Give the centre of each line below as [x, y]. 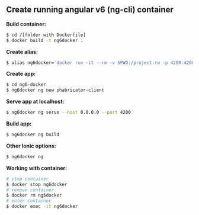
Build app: [19, 124]
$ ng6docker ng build [33, 135]
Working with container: [37, 168]
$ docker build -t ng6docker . [45, 40]
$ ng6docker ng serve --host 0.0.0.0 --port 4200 [69, 113]
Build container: [26, 24]
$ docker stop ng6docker [37, 184]
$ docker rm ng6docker [34, 195]
